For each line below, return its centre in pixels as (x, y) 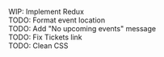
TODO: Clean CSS (38, 46)
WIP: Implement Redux (46, 12)
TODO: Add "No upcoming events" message (82, 28)
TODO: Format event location (57, 20)
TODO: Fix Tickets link (45, 37)
